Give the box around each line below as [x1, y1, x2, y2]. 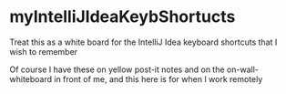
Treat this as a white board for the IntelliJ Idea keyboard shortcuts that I [9, 37, 278, 47]
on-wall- [226, 64, 260, 75]
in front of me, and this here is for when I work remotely [54, 73, 263, 84]
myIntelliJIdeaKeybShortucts [9, 6, 236, 27]
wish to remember [9, 46, 78, 57]
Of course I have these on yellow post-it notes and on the [9, 64, 225, 75]
